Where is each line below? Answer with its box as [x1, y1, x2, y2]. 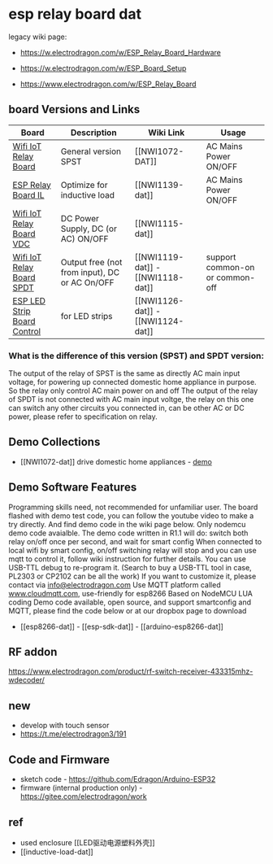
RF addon [8, 645, 58, 659]
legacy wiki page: [8, 32, 67, 41]
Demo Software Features [8, 481, 137, 495]
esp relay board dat [8, 5, 142, 24]
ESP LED [12, 295, 46, 306]
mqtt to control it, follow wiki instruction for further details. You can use [8, 554, 246, 564]
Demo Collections [8, 435, 101, 449]
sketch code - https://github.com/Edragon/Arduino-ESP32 [19, 775, 216, 784]
